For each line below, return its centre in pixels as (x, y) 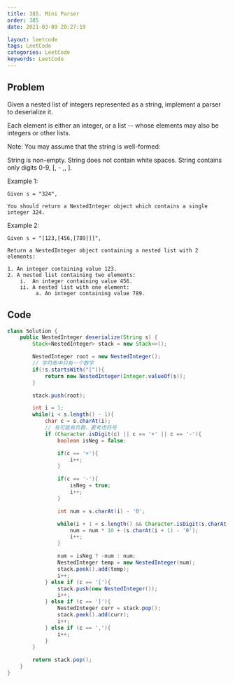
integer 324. (26, 212)
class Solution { (33, 331)
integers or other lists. (39, 133)
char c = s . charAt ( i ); (78, 421)
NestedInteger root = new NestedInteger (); (97, 357)
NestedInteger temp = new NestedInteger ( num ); (126, 562)
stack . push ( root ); (59, 395)
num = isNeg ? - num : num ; (97, 556)
